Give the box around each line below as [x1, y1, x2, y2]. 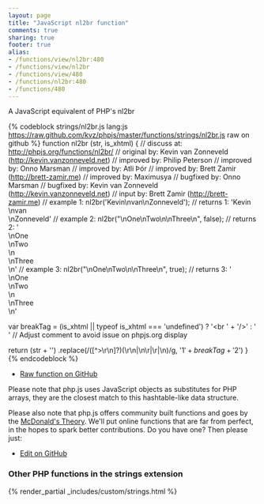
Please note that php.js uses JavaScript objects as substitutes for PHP [8, 385, 237, 394]
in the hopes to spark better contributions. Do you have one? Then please [8, 425, 248, 434]
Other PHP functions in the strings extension [8, 468, 183, 480]
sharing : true [8, 33, 55, 42]
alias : [8, 48, 30, 56]
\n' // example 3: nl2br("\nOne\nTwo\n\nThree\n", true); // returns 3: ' [8, 265, 232, 274]
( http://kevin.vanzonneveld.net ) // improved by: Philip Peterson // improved [8, 156, 252, 165]
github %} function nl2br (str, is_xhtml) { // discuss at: [8, 139, 183, 149]
